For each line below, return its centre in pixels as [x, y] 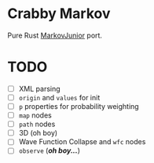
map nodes [35, 115]
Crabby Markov [59, 14]
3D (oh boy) [38, 133]
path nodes [37, 124]
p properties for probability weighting [79, 106]
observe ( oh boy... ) [49, 150]
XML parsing [39, 89]
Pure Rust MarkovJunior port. [55, 35]
